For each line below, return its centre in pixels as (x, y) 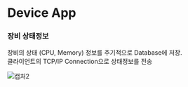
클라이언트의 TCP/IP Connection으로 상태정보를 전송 (80, 62)
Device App (42, 13)
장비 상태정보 (28, 36)
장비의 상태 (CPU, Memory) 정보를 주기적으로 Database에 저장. (95, 53)
